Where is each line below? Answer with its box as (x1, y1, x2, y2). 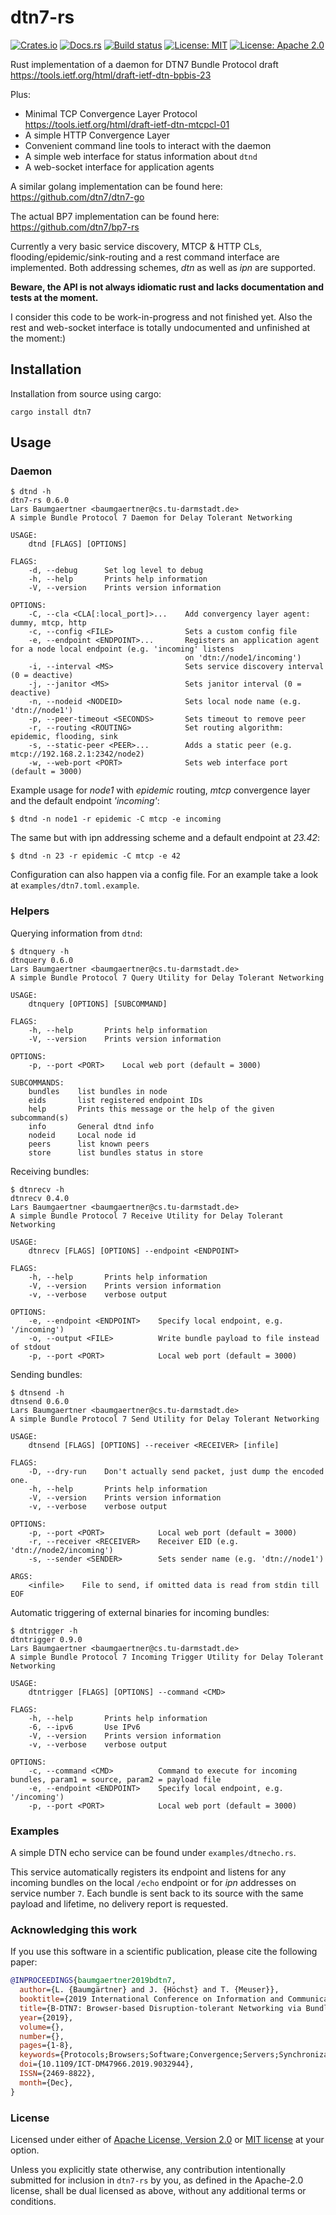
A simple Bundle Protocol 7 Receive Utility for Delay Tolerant (10, 1211, 284, 1221)
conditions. (10, 2196, 57, 2207)
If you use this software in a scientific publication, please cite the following (10, 1946, 318, 1958)
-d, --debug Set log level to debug (28, 566, 203, 576)
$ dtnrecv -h (10, 1184, 65, 1195)
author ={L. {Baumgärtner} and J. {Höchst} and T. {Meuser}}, (19, 1985, 280, 1995)
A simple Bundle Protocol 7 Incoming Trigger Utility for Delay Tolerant (10, 1652, 325, 1662)
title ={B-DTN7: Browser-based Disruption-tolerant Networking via (19, 2003, 302, 2013)
